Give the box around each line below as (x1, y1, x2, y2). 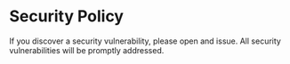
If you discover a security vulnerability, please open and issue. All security (9, 36, 282, 46)
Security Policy (9, 6, 125, 27)
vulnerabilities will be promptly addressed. (9, 44, 165, 55)
